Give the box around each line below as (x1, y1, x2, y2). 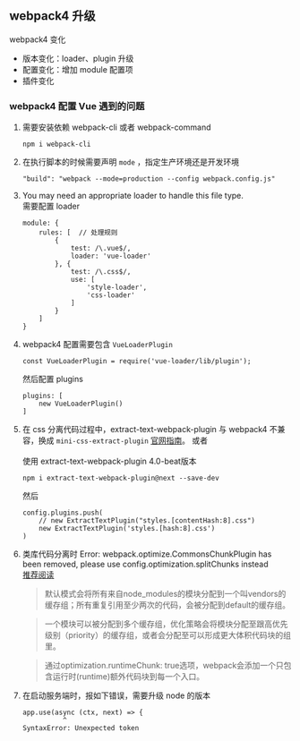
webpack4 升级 (9, 8, 96, 24)
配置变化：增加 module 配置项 (21, 64, 133, 74)
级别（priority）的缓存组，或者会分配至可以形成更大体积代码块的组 (44, 630, 291, 641)
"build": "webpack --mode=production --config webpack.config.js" (21, 175, 276, 183)
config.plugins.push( (21, 508, 103, 517)
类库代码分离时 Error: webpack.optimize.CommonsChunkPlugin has (21, 549, 272, 559)
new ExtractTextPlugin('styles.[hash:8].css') (39, 524, 216, 533)
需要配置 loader (21, 200, 81, 212)
